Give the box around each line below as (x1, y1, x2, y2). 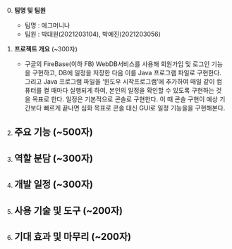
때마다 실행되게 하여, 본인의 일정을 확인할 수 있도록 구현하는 (50, 87, 215, 94)
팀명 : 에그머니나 (24, 21, 71, 30)
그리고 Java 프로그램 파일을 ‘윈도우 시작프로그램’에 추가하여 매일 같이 (24, 77, 215, 86)
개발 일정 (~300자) (13, 179, 94, 191)
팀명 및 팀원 (13, 6, 46, 14)
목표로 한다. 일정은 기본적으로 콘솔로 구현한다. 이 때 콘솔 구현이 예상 (32, 95, 219, 103)
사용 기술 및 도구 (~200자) (13, 205, 123, 217)
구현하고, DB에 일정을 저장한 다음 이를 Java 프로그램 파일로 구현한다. (32, 69, 222, 77)
